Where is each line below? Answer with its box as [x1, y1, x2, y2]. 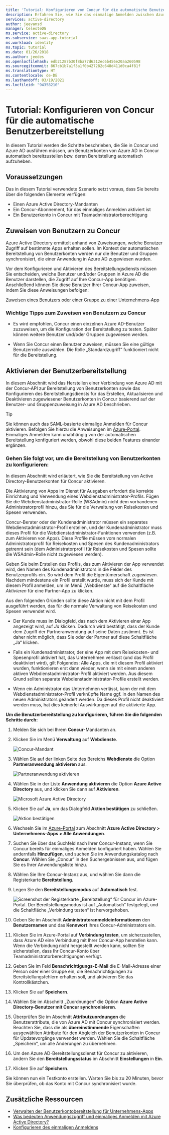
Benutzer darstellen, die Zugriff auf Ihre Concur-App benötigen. [6, 277, 137, 283]
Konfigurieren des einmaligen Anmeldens [13, 1124, 99, 1130]
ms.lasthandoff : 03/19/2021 [6, 78, 65, 83]
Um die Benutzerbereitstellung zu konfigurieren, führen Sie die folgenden [6, 711, 162, 717]
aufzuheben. [6, 158, 32, 164]
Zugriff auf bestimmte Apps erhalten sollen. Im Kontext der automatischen [6, 245, 159, 251]
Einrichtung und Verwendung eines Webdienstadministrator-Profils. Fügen [6, 493, 159, 499]
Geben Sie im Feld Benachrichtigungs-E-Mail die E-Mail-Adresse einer [13, 963, 161, 969]
